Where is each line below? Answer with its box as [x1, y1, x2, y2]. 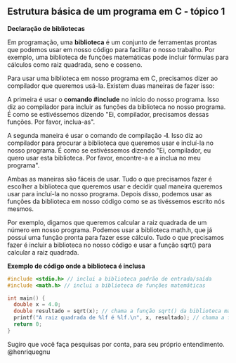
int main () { [7, 295, 46, 302]
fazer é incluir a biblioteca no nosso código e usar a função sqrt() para [7, 241, 212, 249]
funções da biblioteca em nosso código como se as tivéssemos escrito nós [7, 197, 225, 205]
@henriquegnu [7, 348, 51, 356]
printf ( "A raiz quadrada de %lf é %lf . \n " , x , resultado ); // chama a [13, 314, 225, 321]
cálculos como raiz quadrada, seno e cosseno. [7, 60, 143, 69]
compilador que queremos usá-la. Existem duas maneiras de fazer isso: [7, 81, 215, 90]
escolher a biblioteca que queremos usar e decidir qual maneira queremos [7, 182, 223, 191]
